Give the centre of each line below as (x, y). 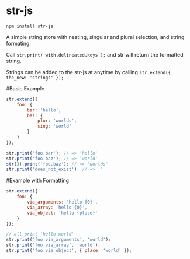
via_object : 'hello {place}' (63, 213)
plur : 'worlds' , (57, 121)
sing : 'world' (54, 127)
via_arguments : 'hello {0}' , (63, 202)
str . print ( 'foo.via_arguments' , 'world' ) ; (58, 240)
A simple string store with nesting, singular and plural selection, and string (95, 37)
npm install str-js (30, 26)
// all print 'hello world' (40, 235)
